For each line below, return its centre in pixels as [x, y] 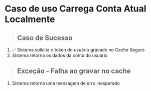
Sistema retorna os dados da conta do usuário [60, 55]
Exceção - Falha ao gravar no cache [74, 71]
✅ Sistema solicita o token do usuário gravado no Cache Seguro [78, 50]
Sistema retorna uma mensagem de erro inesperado [66, 83]
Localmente [30, 19]
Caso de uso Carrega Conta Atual [75, 9]
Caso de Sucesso [45, 38]
